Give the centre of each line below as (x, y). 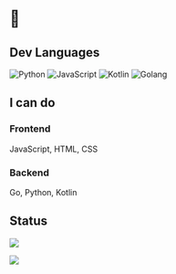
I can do (32, 103)
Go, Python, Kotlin (43, 192)
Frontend (30, 129)
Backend (30, 173)
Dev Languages (55, 53)
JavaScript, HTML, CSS (54, 149)
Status (29, 221)
